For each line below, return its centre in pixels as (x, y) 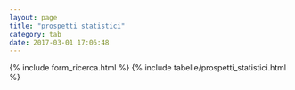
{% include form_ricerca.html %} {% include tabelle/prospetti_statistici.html (148, 68)
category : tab (36, 34)
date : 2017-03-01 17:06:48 (59, 42)
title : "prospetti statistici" (67, 26)
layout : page (33, 17)
